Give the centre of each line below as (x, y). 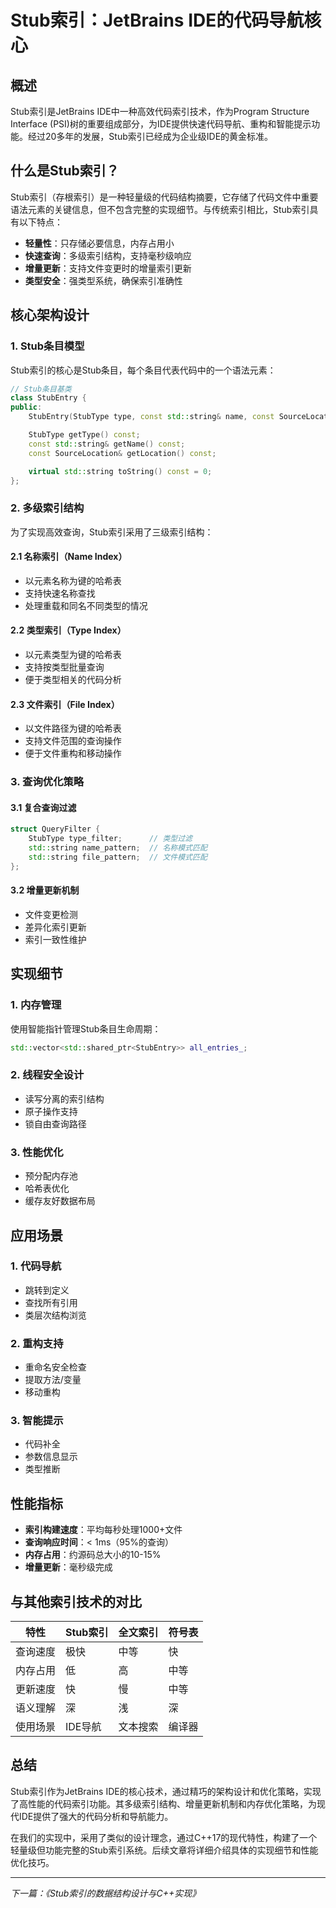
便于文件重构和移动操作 (73, 753)
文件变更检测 (51, 914)
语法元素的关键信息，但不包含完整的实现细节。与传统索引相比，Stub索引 (160, 209)
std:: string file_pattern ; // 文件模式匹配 (118, 857)
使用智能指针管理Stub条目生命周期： (86, 1028)
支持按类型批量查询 (64, 667)
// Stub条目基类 (41, 389)
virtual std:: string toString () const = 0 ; (120, 471)
